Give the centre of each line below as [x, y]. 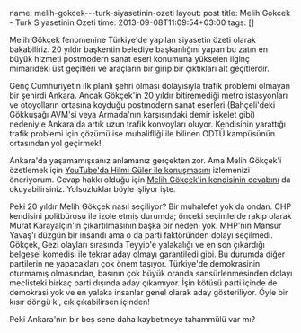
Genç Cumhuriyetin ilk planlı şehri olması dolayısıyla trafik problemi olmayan [150, 86]
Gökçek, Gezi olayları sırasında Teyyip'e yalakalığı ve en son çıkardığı [137, 245]
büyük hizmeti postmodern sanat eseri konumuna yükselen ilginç [129, 59]
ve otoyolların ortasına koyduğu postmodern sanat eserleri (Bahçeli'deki [142, 105]
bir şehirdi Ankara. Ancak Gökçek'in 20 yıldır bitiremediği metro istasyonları [149, 95]
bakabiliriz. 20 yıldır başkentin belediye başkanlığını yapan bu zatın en [138, 49]
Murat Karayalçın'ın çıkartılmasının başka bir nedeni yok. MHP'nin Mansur [146, 225]
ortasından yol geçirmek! [55, 143]
